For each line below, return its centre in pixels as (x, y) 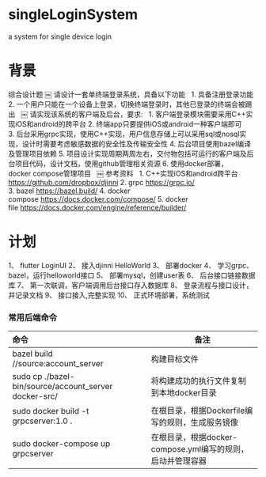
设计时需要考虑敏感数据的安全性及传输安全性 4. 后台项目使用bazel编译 (137, 143)
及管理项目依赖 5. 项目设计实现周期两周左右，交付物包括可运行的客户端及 (127, 153)
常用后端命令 (33, 317)
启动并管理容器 (179, 461)
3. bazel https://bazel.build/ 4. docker (69, 191)
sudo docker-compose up (61, 444)
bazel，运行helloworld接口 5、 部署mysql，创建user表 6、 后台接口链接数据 (132, 275)
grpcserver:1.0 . (42, 421)
